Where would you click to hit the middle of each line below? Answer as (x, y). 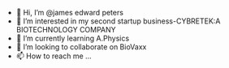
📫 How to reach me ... (54, 56)
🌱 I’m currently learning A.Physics (73, 38)
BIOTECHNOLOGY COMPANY (66, 30)
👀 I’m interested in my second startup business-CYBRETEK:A (118, 21)
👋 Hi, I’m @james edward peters (70, 13)
